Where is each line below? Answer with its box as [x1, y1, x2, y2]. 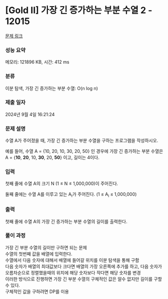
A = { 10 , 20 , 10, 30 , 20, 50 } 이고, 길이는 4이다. [5, 154, 100, 161]
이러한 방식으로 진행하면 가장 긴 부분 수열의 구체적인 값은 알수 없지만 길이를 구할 [5, 276, 162, 282]
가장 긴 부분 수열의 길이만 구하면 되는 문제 [5, 244, 87, 250]
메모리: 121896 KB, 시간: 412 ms [5, 59, 69, 65]
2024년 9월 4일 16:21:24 [5, 111, 55, 117]
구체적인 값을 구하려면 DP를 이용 [5, 288, 69, 294]
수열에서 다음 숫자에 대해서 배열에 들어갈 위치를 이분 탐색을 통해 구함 [5, 257, 139, 263]
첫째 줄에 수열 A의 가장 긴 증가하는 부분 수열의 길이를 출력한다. [5, 218, 127, 224]
